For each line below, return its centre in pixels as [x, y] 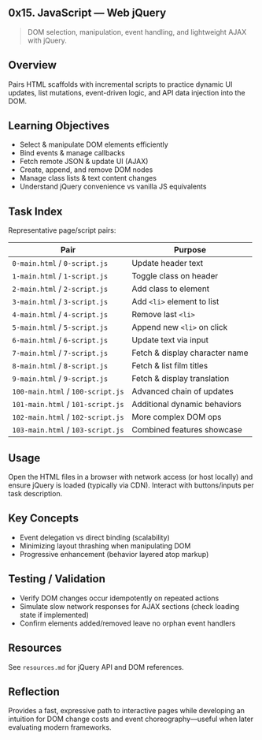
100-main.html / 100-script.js [68, 391]
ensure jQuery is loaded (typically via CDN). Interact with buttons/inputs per [131, 485]
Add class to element [171, 289]
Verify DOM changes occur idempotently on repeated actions [119, 598]
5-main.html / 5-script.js [60, 327]
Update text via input [170, 340]
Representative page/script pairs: [62, 230]
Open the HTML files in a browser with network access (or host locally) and [131, 477]
